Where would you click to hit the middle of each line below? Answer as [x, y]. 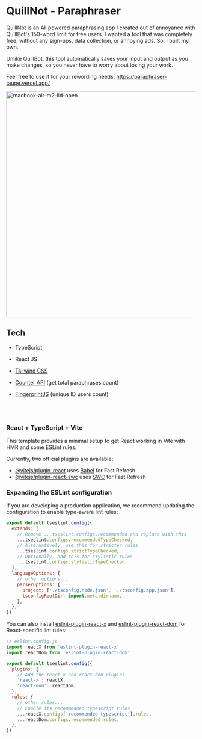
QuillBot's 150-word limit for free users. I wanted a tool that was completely [99, 34]
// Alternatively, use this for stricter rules [78, 545]
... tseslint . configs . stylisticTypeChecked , [72, 562]
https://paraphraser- [142, 76]
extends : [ [25, 529]
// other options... [43, 579]
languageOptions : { [36, 574]
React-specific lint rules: [36, 631]
